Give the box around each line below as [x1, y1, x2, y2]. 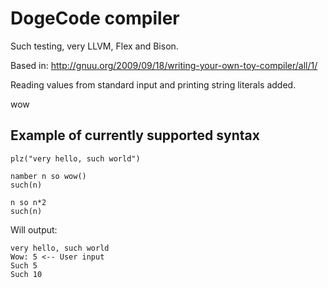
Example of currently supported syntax [10, 127, 260, 144]
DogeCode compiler [10, 7, 180, 30]
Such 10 [10, 269, 43, 279]
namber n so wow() [10, 171, 87, 181]
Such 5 [10, 260, 38, 271]
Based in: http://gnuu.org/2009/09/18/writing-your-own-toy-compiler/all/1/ [10, 59, 318, 71]
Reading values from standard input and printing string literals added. [10, 78, 297, 91]
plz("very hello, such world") [10, 153, 141, 164]
